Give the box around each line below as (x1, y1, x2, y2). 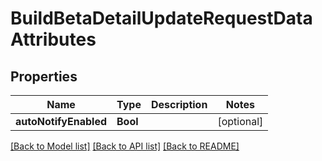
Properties (10, 68, 78, 85)
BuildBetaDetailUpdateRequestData (10, 7, 313, 30)
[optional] (217, 115, 264, 128)
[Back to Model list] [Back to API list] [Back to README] (10, 140, 240, 152)
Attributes (10, 28, 97, 51)
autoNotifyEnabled (15, 115, 108, 128)
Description (150, 98, 208, 111)
